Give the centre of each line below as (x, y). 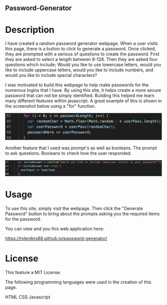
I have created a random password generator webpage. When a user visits (82, 43)
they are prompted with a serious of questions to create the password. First (83, 54)
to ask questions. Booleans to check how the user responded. (68, 153)
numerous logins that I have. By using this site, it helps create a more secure (83, 90)
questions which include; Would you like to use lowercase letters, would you (83, 65)
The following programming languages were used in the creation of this (78, 282)
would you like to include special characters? (51, 75)
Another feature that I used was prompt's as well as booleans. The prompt (81, 148)
